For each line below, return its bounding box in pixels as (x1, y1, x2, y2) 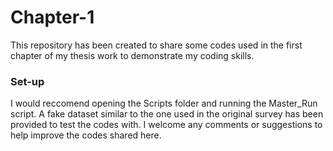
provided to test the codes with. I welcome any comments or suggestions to (10, 119, 323, 131)
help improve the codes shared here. (10, 129, 162, 141)
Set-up (10, 74, 45, 88)
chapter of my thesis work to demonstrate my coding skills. (10, 49, 255, 61)
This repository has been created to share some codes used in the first (10, 39, 303, 51)
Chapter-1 (10, 6, 95, 29)
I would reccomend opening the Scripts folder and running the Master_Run (10, 97, 318, 110)
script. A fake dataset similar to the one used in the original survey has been (10, 108, 324, 120)
